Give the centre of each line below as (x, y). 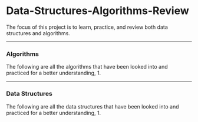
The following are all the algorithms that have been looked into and (87, 67)
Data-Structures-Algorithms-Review (98, 11)
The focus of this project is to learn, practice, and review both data (87, 27)
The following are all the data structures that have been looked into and (93, 106)
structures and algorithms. (38, 33)
